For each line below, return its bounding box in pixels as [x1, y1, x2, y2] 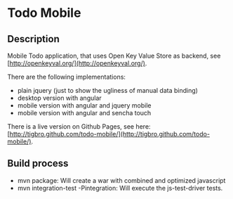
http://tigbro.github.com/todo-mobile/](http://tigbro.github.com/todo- [9, 130, 211, 138]
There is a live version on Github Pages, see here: [7, 122, 151, 131]
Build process [7, 158, 69, 169]
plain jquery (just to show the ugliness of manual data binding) [17, 86, 199, 94]
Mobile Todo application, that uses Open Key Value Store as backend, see [7, 51, 221, 60]
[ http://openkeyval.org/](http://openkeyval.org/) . [7, 59, 147, 68]
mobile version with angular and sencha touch [17, 109, 152, 117]
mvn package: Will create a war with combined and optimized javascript [17, 176, 226, 184]
